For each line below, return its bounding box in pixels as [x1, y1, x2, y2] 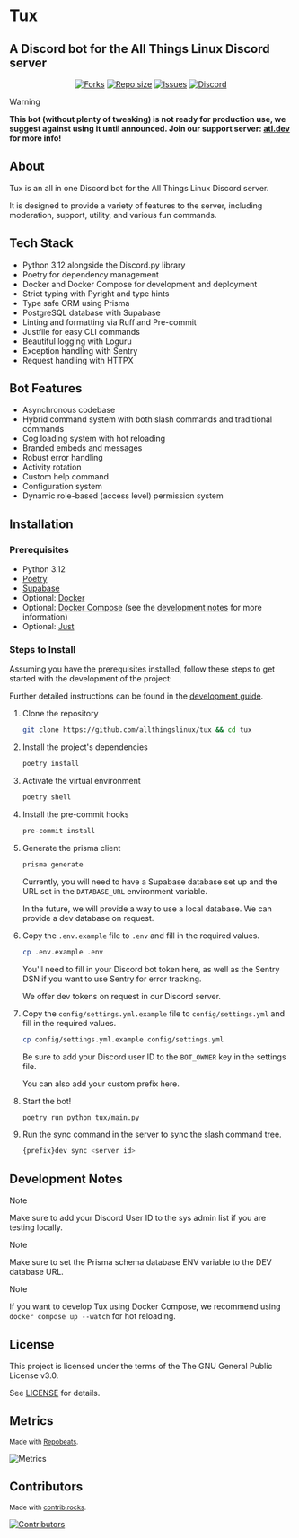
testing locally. [9, 1222, 63, 1233]
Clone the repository [22, 708, 99, 719]
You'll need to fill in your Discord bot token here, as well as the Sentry [22, 963, 280, 974]
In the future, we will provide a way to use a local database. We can [22, 903, 272, 914]
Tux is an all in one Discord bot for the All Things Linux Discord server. [9, 182, 269, 193]
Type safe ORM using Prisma [22, 297, 130, 308]
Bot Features [9, 381, 83, 396]
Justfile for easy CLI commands [22, 326, 141, 337]
